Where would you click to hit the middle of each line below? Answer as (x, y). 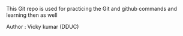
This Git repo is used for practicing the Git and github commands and (92, 9)
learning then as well (32, 15)
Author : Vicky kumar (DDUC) (43, 27)
